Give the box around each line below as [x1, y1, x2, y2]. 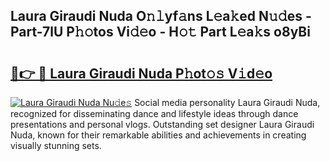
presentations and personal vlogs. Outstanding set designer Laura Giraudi [10, 119, 315, 130]
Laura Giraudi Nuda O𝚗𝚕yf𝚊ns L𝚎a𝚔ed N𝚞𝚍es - [10, 8, 312, 25]
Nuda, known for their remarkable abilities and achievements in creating [10, 129, 307, 141]
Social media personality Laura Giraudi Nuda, [134, 97, 321, 108]
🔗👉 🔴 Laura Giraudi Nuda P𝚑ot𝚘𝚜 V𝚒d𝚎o [10, 65, 273, 82]
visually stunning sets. [10, 140, 102, 151]
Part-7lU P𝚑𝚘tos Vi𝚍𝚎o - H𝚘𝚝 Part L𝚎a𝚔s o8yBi [10, 24, 311, 41]
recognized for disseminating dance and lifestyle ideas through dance [10, 108, 299, 119]
